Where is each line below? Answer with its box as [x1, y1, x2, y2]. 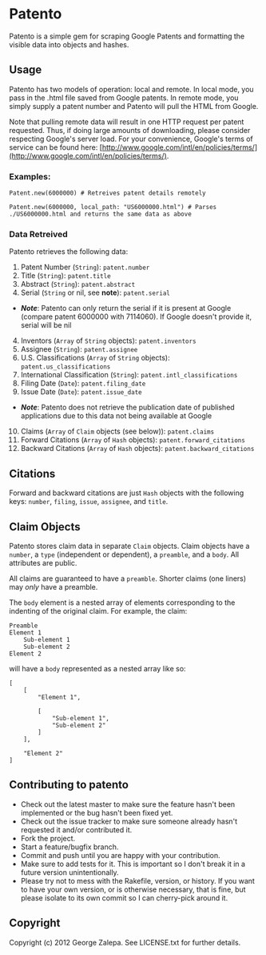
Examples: [9, 171, 51, 182]
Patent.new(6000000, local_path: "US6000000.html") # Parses [9, 203, 217, 212]
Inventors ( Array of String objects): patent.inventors [20, 336, 197, 345]
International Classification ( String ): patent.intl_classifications [20, 370, 238, 380]
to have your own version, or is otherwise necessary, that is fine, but [20, 884, 246, 894]
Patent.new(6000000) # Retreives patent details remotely [9, 189, 206, 197]
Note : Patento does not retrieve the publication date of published [20, 402, 235, 413]
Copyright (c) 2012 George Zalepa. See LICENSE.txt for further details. [9, 937, 241, 947]
